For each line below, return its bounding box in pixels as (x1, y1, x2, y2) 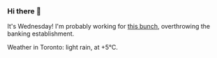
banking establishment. (7, 29, 75, 38)
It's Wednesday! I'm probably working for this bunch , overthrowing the (7, 22, 211, 31)
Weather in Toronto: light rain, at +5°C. (7, 43, 119, 52)
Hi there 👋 (7, 6, 42, 16)
